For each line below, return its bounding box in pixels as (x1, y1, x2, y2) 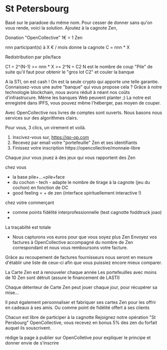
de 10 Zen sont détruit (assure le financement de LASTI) (5, 274, 120, 280)
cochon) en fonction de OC (12, 184, 69, 190)
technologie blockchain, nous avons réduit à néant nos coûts (5, 89, 130, 95)
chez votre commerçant (5, 199, 54, 205)
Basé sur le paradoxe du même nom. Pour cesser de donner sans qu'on (5, 19, 153, 25)
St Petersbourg (5, 3, 69, 14)
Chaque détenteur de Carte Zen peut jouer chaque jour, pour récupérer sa (5, 284, 158, 290)
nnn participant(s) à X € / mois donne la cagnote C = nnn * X (5, 44, 130, 50)
